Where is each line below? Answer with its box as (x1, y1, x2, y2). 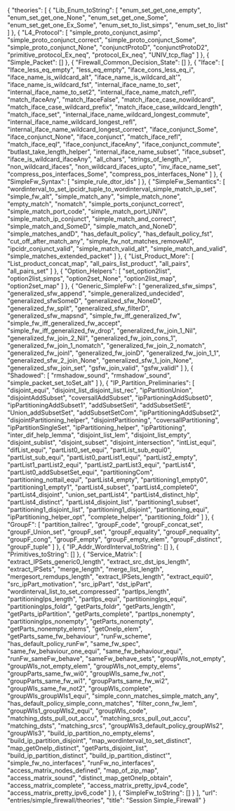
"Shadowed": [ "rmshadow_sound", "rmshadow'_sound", (7, 371, 172, 380)
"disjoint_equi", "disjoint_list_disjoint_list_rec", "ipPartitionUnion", (7, 386, 194, 394)
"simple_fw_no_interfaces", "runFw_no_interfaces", (7, 759, 156, 767)
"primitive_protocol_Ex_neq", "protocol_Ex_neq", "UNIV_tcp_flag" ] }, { (7, 51, 210, 59)
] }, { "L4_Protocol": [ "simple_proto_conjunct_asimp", (7, 28, 162, 36)
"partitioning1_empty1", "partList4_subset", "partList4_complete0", (7, 483, 199, 491)
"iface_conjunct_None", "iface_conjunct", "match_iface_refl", (7, 133, 182, 141)
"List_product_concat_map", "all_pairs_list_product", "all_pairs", (7, 260, 191, 267)
